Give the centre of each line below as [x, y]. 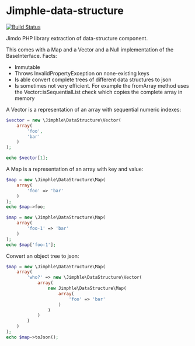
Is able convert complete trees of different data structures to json [93, 79]
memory [25, 98]
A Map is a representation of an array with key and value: [75, 169]
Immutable [27, 67]
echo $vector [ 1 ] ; [27, 158]
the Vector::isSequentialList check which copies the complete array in [98, 92]
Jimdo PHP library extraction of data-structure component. [77, 38]
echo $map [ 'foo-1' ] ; [31, 245]
